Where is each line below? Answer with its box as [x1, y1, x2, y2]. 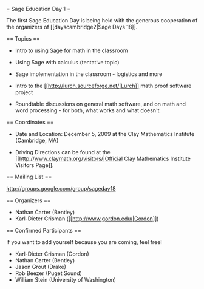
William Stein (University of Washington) [15, 276, 117, 283]
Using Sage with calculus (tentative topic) [15, 59, 120, 66]
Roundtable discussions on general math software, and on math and [15, 100, 186, 107]
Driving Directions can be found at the [15, 149, 110, 155]
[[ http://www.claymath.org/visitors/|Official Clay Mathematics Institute [15, 155, 191, 162]
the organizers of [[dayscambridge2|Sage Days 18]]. [6, 24, 138, 30]
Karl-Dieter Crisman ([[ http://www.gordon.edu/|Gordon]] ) [15, 215, 159, 222]
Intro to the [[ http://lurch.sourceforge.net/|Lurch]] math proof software [15, 82, 192, 89]
